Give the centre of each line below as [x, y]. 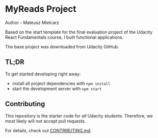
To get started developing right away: [43, 74]
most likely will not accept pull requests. [46, 121]
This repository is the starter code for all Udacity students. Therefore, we [79, 115]
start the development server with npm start [57, 89]
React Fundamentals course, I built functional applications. [64, 37]
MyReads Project [41, 9]
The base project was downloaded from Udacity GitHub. [62, 46]
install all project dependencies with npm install [61, 83]
